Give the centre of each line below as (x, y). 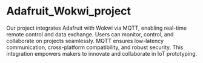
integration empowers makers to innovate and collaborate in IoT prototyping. (102, 53)
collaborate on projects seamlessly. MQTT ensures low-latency (85, 41)
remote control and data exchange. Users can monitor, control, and (90, 34)
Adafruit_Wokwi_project (69, 11)
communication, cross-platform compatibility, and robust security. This (95, 47)
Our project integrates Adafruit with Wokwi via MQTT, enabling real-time (96, 28)
